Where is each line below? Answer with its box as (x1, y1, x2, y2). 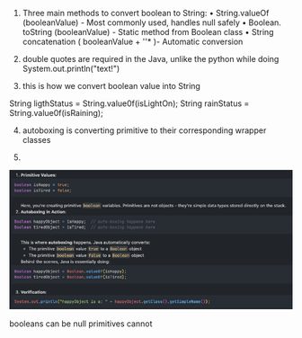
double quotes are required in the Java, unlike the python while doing (22, 54, 280, 64)
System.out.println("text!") (22, 63, 120, 74)
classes (22, 135, 51, 145)
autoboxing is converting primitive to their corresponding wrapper (22, 125, 267, 136)
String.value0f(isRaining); (9, 108, 103, 118)
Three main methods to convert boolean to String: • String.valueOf (22, 8, 270, 18)
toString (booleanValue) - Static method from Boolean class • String (22, 27, 274, 37)
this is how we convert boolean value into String (22, 81, 200, 91)
